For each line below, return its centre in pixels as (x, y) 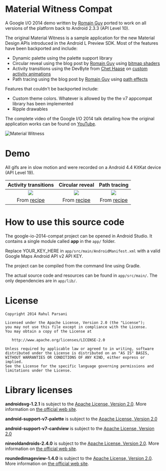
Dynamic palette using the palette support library (62, 58)
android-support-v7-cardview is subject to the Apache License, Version (80, 428)
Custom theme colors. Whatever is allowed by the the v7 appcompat (82, 98)
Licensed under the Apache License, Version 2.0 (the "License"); (75, 322)
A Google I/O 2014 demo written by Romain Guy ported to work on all (76, 23)
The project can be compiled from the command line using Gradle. (73, 266)
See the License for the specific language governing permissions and (80, 366)
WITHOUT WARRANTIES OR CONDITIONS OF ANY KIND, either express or (75, 357)
